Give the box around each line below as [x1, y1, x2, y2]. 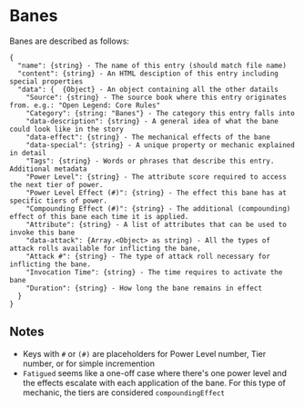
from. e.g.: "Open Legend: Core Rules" [9, 101, 161, 110]
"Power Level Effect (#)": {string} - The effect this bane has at [25, 188, 287, 197]
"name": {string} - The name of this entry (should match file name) [17, 61, 287, 70]
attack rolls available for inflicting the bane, [9, 243, 202, 253]
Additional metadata [9, 164, 88, 174]
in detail [9, 148, 47, 157]
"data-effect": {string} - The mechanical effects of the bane [25, 133, 271, 142]
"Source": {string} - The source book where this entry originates [25, 93, 287, 102]
